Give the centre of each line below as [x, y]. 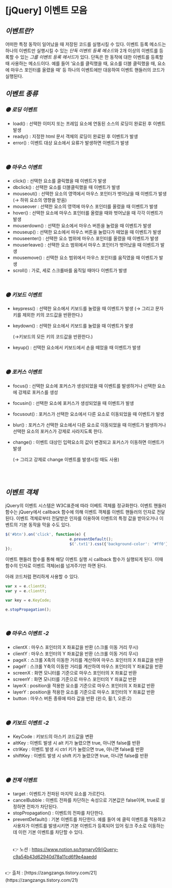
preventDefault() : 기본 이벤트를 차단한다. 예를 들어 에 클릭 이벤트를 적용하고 [89, 819]
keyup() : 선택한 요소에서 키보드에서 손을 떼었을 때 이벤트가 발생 [77, 348]
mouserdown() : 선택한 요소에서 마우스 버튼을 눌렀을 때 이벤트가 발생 [82, 225]
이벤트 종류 [22, 94]
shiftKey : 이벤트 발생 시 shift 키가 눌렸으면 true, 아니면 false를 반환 [80, 755]
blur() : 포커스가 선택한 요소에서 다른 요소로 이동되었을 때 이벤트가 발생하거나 [89, 425]
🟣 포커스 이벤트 [24, 372]
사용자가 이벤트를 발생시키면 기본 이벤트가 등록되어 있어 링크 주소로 [80, 826]
